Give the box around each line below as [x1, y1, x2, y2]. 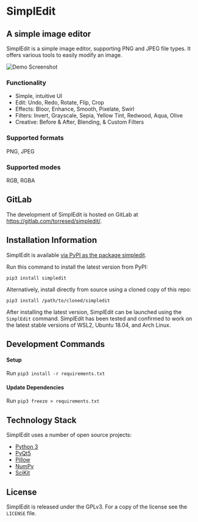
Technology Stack [6, 415, 77, 425]
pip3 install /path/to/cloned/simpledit [6, 297, 111, 304]
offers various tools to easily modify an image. [6, 51, 122, 59]
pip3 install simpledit [6, 275, 67, 281]
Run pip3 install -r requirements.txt [6, 370, 105, 377]
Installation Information [6, 235, 97, 245]
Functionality [6, 78, 47, 87]
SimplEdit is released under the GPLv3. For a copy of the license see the [6, 503, 188, 510]
